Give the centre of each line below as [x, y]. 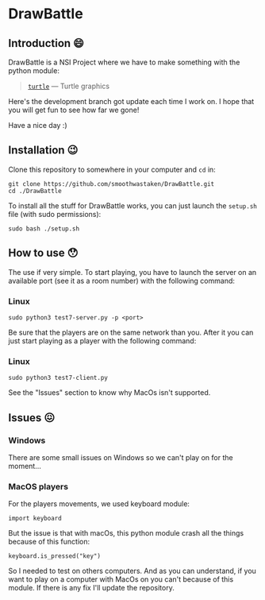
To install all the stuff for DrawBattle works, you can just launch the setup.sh [133, 205]
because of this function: [49, 542]
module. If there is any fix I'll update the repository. [91, 588]
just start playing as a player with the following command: [102, 341]
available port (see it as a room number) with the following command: [122, 281]
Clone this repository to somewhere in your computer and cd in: [112, 169]
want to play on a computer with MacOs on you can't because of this [121, 579]
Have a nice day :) [38, 125]
